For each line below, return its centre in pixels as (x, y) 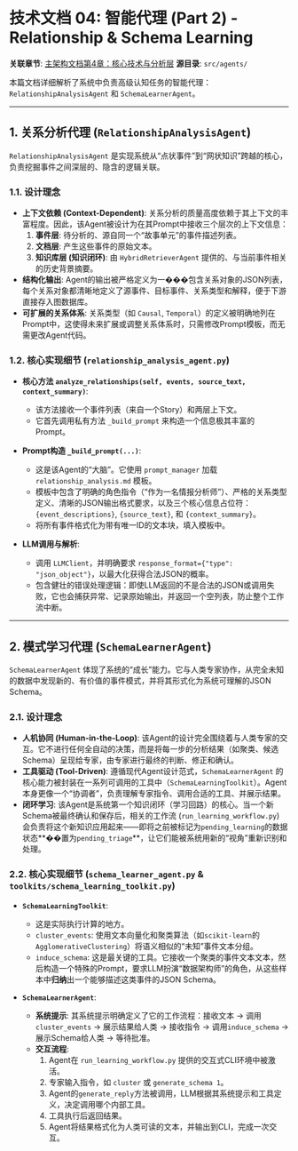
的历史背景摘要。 (67, 268)
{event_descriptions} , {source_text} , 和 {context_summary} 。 (148, 514)
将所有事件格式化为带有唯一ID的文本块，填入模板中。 (133, 525)
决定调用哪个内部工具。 (107, 1104)
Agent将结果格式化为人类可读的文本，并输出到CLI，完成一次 (159, 1126)
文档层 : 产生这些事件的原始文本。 (96, 246)
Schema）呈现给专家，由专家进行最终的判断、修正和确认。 (130, 760)
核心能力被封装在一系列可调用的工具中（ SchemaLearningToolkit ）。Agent (154, 782)
